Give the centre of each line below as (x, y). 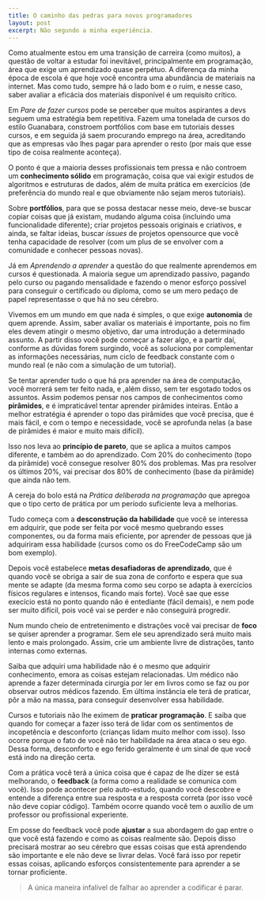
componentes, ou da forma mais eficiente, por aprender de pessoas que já (130, 536)
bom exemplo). (33, 553)
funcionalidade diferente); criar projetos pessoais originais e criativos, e (125, 225)
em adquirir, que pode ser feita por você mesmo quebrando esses (116, 528)
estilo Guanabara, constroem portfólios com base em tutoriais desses (121, 127)
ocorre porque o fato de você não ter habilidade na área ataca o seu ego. (127, 741)
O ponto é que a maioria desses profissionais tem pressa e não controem (127, 168)
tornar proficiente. (38, 872)
